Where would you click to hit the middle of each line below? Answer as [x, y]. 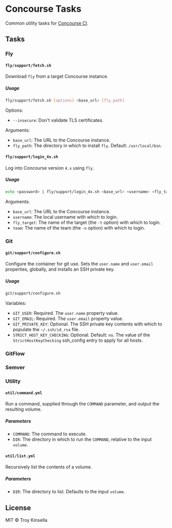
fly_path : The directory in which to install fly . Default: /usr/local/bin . [87, 146]
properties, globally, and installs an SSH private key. [60, 269]
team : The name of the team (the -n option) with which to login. [79, 228]
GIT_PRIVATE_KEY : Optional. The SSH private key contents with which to [87, 324]
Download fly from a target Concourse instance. [57, 76]
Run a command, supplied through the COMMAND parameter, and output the [82, 404]
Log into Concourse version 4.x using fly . [50, 168]
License [18, 508]
